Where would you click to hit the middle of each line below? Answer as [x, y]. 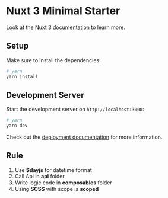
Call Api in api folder [40, 176]
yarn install [22, 76]
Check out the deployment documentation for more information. [84, 137]
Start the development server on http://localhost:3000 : [75, 109]
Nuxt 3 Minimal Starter [63, 11]
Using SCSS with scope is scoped [57, 189]
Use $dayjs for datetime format [53, 170]
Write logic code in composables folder [64, 183]
